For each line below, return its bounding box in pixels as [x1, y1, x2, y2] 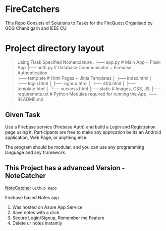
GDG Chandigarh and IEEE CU [5, 25, 67, 31]
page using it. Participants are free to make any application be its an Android [5, 129, 162, 135]
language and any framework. [5, 149, 66, 155]
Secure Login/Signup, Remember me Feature [12, 215, 105, 221]
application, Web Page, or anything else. [5, 134, 88, 140]
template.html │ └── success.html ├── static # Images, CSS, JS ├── [17, 86, 161, 92]
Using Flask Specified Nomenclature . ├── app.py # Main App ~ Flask [17, 59, 161, 65]
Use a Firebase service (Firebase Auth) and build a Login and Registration [5, 123, 156, 130]
